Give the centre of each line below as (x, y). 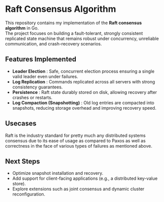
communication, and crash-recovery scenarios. (54, 43)
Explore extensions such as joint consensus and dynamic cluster (78, 189)
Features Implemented (41, 60)
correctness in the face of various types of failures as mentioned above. (79, 146)
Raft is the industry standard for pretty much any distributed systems (76, 135)
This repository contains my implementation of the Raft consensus (74, 23)
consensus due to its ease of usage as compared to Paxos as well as (76, 141)
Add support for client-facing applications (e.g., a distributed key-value (85, 178)
